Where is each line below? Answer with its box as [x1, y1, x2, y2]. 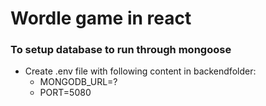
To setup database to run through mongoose [10, 43, 232, 57]
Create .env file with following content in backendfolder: [24, 65, 257, 77]
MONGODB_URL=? [39, 76, 118, 88]
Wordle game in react [10, 7, 192, 30]
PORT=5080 [39, 87, 92, 99]
